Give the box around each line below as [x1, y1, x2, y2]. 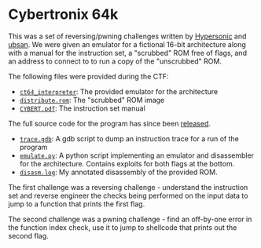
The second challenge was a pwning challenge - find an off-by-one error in [8, 214, 252, 224]
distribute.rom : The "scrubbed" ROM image [19, 95, 165, 104]
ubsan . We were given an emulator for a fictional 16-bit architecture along [8, 39, 246, 49]
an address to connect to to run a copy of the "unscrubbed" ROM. [8, 57, 222, 66]
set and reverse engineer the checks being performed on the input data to [8, 191, 248, 200]
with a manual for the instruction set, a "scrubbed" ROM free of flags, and [8, 48, 248, 57]
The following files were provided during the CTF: [8, 71, 169, 81]
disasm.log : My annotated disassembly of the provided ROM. [19, 167, 218, 177]
